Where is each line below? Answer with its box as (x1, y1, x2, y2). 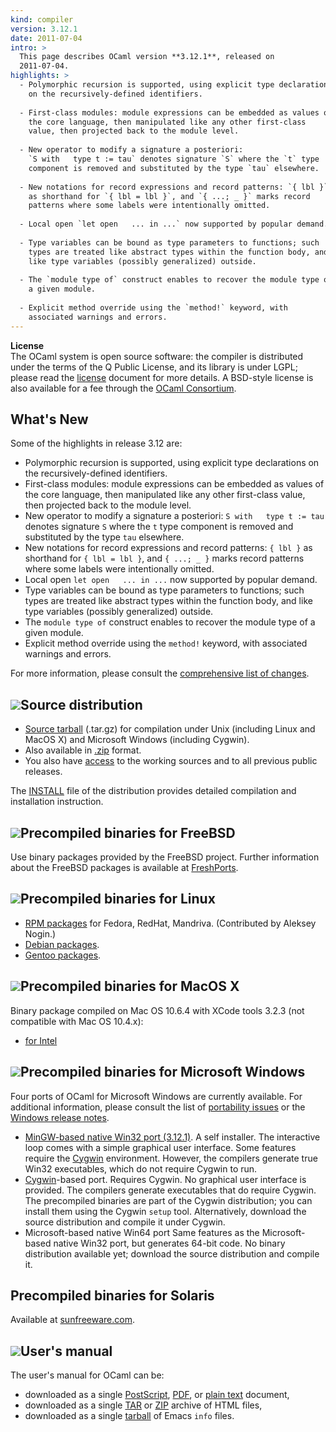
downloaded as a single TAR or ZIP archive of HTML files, (24, 1399, 263, 1411)
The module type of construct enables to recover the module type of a (24, 616, 316, 628)
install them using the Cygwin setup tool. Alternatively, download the (24, 1205, 307, 1217)
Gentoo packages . (24, 949, 102, 961)
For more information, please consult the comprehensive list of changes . (10, 667, 310, 680)
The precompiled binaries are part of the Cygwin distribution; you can (24, 1194, 313, 1206)
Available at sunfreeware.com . (10, 1314, 135, 1326)
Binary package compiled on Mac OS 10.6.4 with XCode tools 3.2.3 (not (10, 1004, 305, 1016)
